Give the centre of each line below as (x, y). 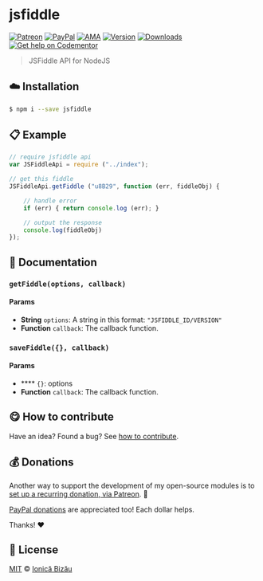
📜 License (34, 550)
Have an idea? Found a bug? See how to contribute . (94, 436)
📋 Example (38, 135)
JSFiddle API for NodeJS (69, 61)
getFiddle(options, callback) (68, 284)
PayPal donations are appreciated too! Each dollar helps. (102, 509)
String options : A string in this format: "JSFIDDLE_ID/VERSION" (121, 320)
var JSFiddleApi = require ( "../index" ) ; (79, 165)
